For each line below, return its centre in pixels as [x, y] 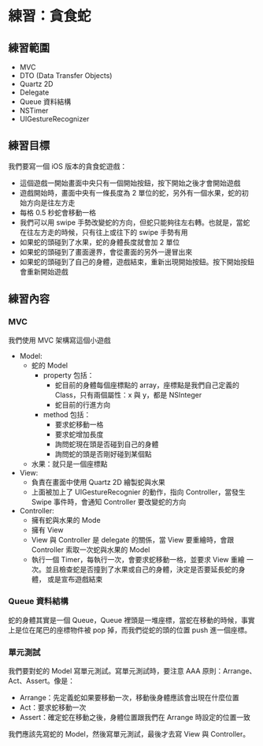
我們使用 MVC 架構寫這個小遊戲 [59, 340]
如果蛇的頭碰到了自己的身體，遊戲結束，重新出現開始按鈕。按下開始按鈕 [137, 262]
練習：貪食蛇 [50, 16]
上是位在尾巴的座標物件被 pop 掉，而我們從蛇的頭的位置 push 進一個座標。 [130, 630]
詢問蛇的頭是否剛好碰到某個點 [103, 453]
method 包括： [67, 414]
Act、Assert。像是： [41, 681]
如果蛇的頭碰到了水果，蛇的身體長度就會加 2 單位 [100, 242]
